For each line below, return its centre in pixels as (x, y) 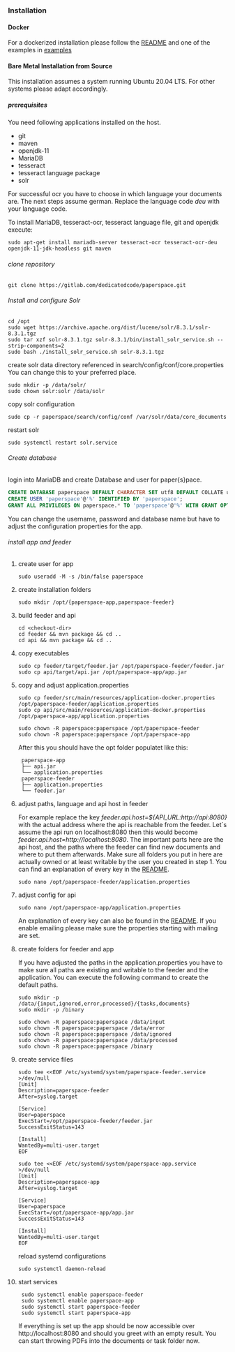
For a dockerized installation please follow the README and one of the (109, 43)
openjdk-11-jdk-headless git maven (60, 249)
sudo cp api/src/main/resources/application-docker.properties (112, 710)
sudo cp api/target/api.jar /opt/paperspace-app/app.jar (103, 672)
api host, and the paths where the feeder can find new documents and (119, 847)
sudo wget (22, 327)
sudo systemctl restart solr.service (63, 443)
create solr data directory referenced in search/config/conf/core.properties (116, 364)
